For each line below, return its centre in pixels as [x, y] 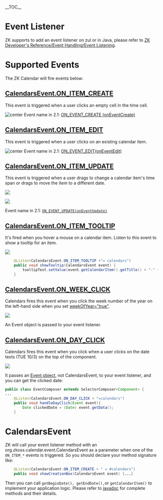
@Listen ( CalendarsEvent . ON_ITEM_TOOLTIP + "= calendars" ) [73, 261]
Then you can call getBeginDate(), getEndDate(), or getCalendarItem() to [79, 483]
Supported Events [42, 65]
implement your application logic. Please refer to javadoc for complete [75, 488]
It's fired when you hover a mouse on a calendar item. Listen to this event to [81, 238]
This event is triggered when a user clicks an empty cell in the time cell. [76, 105]
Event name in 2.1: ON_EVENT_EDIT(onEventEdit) [73, 151]
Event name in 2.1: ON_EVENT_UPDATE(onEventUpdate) [56, 211]
